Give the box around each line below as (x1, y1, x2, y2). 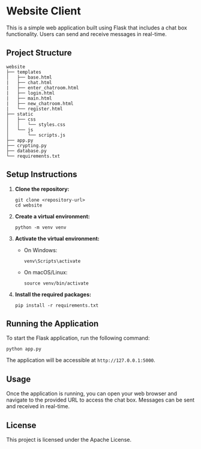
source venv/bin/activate (23, 280, 89, 286)
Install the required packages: (14, 291, 92, 298)
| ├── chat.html (6, 79, 52, 85)
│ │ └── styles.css (6, 121, 66, 127)
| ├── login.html (6, 90, 55, 96)
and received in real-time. (6, 403, 70, 410)
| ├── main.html (6, 95, 52, 101)
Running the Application (6, 318, 99, 328)
